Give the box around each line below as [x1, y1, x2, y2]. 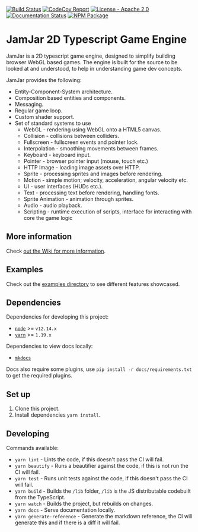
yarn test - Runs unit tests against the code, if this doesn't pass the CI [14, 475, 188, 481]
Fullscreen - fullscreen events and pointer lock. [23, 138, 139, 146]
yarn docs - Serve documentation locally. [14, 506, 116, 514]
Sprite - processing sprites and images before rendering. [23, 170, 163, 177]
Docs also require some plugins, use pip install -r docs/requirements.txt [6, 366, 192, 373]
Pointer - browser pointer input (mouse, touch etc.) [23, 158, 148, 165]
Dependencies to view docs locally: [6, 342, 93, 350]
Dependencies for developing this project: [6, 313, 109, 320]
